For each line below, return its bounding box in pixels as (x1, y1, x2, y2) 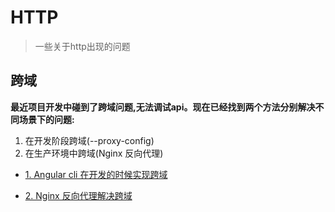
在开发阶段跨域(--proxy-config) (24, 134, 155, 146)
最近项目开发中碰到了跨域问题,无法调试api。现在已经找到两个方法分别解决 (10, 101, 316, 113)
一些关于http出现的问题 (34, 40, 131, 52)
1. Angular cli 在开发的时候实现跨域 (24, 168, 168, 180)
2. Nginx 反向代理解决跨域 (24, 189, 133, 201)
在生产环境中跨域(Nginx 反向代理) (24, 147, 164, 159)
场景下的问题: (18, 113, 75, 125)
